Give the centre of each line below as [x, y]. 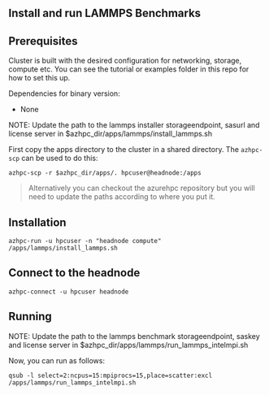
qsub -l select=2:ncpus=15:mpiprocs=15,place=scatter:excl [111, 375]
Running [30, 317]
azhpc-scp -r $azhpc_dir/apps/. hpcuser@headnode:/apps [105, 173]
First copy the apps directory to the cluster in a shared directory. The [124, 150]
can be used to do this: [60, 158]
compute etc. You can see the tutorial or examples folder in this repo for [129, 69]
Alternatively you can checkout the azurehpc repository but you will [141, 188]
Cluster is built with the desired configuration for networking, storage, [125, 61]
